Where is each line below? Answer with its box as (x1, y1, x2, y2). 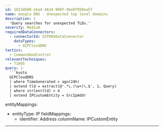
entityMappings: (5, 101, 38, 107)
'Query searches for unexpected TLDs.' (9, 20, 91, 26)
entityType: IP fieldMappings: (12, 111, 71, 117)
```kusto (9, 70, 27, 75)
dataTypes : (14, 39, 36, 44)
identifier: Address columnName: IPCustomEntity (19, 116, 118, 122)
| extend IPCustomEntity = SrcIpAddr (9, 93, 86, 98)
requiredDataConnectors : (5, 30, 56, 34)
